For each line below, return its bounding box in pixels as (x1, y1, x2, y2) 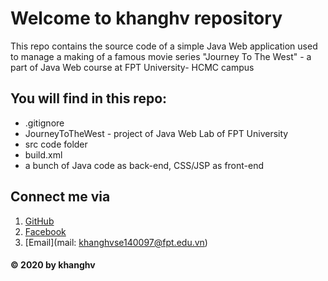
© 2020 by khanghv (10, 259, 96, 271)
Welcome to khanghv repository (10, 7, 283, 30)
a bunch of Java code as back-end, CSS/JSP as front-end (24, 159, 265, 171)
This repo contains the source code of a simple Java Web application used (10, 40, 318, 52)
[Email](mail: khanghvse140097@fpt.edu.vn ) (24, 236, 208, 248)
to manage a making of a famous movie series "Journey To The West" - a (10, 50, 312, 62)
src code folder (24, 138, 88, 150)
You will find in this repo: (10, 90, 168, 107)
